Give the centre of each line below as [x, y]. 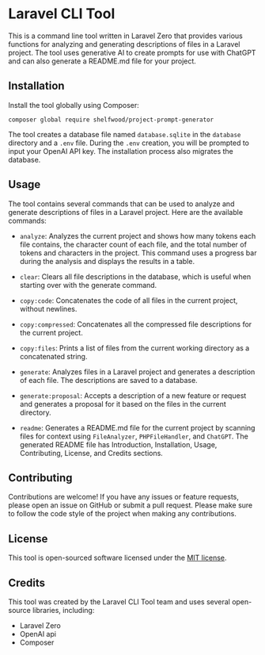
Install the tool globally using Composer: [74, 105]
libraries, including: [64, 610]
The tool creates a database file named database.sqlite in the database [125, 134]
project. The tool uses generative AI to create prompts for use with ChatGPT [132, 52]
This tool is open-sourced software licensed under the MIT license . [117, 558]
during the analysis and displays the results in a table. [107, 261]
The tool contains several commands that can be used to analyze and [121, 204]
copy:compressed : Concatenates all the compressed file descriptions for [136, 324]
